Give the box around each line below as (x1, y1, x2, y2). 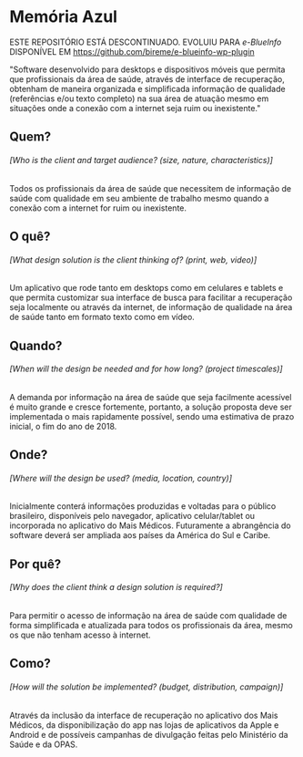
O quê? (9, 228, 51, 244)
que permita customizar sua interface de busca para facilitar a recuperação (9, 292, 293, 303)
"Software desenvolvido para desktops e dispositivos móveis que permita (9, 64, 286, 75)
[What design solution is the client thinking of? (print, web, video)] (9, 254, 258, 265)
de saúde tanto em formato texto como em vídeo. (9, 312, 196, 323)
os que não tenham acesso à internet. (9, 629, 152, 640)
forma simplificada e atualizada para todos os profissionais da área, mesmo (9, 619, 293, 630)
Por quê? (9, 556, 62, 572)
